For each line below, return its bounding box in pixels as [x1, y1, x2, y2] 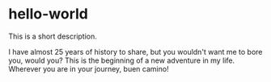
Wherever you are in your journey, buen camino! [8, 64, 169, 73]
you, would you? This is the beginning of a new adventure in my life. [8, 55, 235, 65]
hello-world [8, 5, 89, 23]
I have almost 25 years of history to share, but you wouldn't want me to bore [8, 47, 263, 56]
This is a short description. [8, 31, 97, 41]
